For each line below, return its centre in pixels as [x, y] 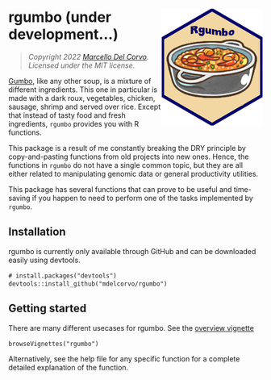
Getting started [48, 309]
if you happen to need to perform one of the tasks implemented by [143, 198]
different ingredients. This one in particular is [83, 90]
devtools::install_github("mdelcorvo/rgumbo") [88, 284]
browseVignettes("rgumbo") [54, 344]
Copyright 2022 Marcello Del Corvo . [88, 56]
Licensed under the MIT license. [81, 65]
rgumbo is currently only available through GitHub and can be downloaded [132, 251]
